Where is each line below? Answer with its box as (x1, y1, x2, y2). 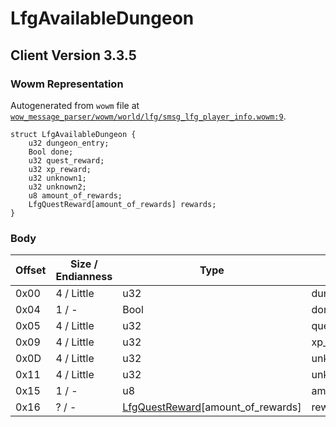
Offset (15, 263, 47, 277)
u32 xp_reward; (28, 164, 92, 174)
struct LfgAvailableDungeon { (10, 129, 137, 139)
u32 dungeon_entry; (28, 138, 110, 148)
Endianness (55, 270, 113, 284)
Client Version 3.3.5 (10, 47, 137, 64)
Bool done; (28, 147, 74, 157)
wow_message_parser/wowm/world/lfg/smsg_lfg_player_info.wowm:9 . (10, 110, 287, 122)
